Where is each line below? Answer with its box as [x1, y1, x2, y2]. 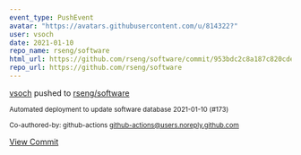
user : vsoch [9, 30, 54, 39]
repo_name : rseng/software [9, 47, 110, 56]
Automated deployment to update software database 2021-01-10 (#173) [9, 105, 229, 114]
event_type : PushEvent [9, 13, 94, 22]
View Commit [9, 136, 59, 147]
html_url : [9, 55, 47, 64]
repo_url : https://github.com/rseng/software [9, 64, 182, 73]
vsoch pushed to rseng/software [9, 87, 130, 99]
